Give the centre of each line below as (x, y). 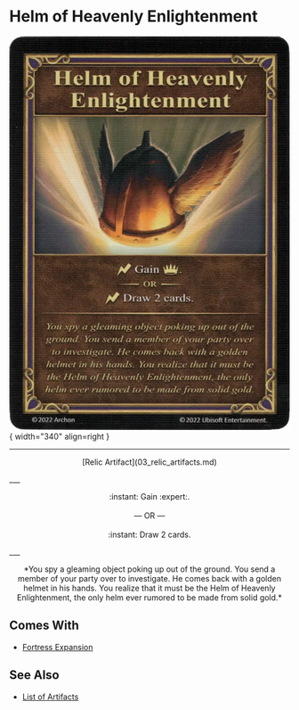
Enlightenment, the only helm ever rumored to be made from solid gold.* (149, 597)
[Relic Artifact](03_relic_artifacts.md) (149, 462)
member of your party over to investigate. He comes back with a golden (149, 578)
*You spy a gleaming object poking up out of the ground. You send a (149, 569)
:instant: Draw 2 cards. (149, 534)
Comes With (44, 626)
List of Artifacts (50, 697)
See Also (34, 675)
